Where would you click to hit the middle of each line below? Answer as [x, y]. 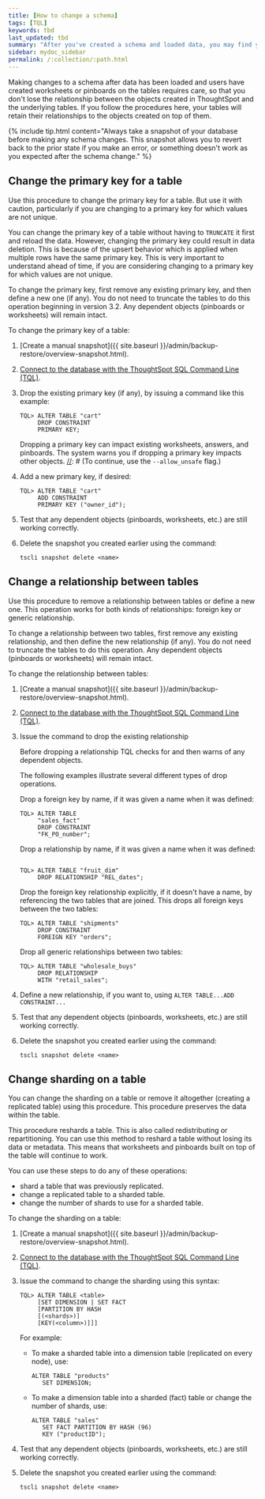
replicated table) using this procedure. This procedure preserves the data [127, 1107]
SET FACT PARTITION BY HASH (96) [97, 1428]
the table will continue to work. [58, 1156]
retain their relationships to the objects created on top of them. [110, 115]
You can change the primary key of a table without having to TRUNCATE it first [131, 232]
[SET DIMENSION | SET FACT [82, 1303]
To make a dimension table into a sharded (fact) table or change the [142, 1398]
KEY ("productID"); [74, 1435]
